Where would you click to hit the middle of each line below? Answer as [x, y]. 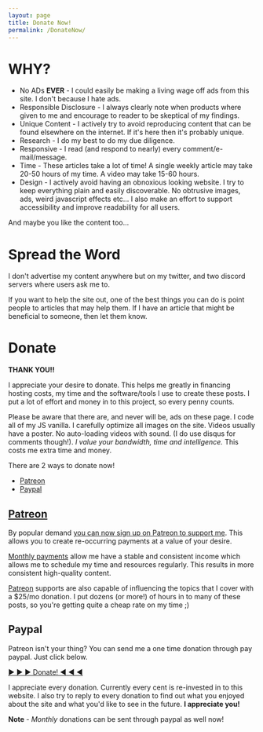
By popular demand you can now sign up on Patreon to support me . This [126, 533]
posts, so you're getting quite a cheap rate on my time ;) [99, 605]
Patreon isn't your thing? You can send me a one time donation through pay [130, 648]
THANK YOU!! [31, 370]
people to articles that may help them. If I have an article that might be [121, 308]
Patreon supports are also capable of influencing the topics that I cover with [131, 588]
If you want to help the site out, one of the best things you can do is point [126, 300]
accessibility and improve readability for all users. [100, 207]
